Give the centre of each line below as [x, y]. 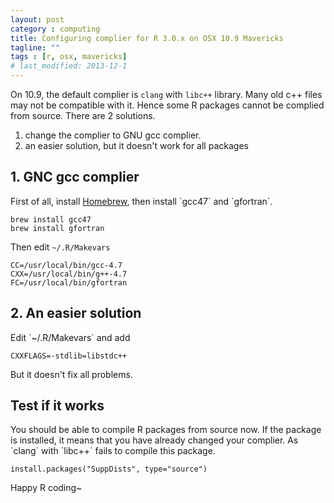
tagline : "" [35, 47]
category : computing [55, 29]
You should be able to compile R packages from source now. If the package [166, 430]
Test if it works [57, 406]
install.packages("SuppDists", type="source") [109, 469]
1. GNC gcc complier [75, 177]
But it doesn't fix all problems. [71, 374]
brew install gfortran [57, 228]
